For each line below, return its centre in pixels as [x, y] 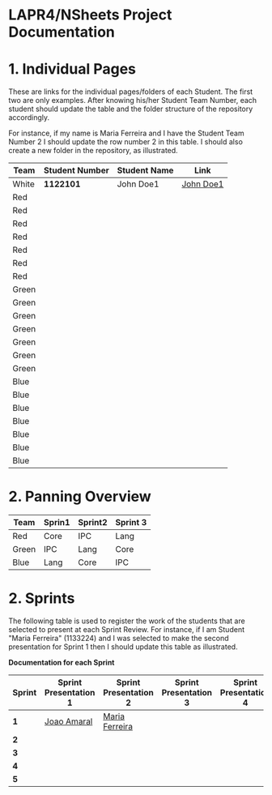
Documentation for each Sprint [62, 662]
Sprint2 [93, 523]
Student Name [145, 170]
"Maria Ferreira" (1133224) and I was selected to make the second [119, 638]
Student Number [76, 170]
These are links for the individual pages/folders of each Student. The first [131, 92]
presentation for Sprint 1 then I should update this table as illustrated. [123, 647]
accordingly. [29, 118]
